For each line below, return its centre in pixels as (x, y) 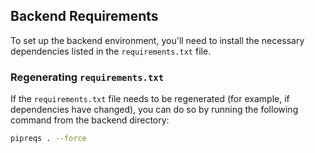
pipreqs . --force (48, 139)
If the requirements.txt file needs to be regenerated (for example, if (150, 99)
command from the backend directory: (90, 120)
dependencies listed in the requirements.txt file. (111, 51)
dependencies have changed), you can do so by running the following (154, 110)
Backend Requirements (84, 16)
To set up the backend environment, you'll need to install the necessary (157, 40)
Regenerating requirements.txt (87, 77)
